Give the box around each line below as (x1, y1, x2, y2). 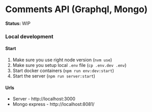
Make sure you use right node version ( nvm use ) (12, 57, 112, 63)
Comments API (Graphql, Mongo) (5, 4, 148, 15)
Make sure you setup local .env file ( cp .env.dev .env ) (12, 62, 127, 68)
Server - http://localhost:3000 (12, 96, 75, 102)
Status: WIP (5, 20, 31, 26)
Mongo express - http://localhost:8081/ (12, 101, 95, 107)
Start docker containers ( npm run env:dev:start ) (12, 67, 115, 74)
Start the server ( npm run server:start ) (12, 73, 95, 79)
